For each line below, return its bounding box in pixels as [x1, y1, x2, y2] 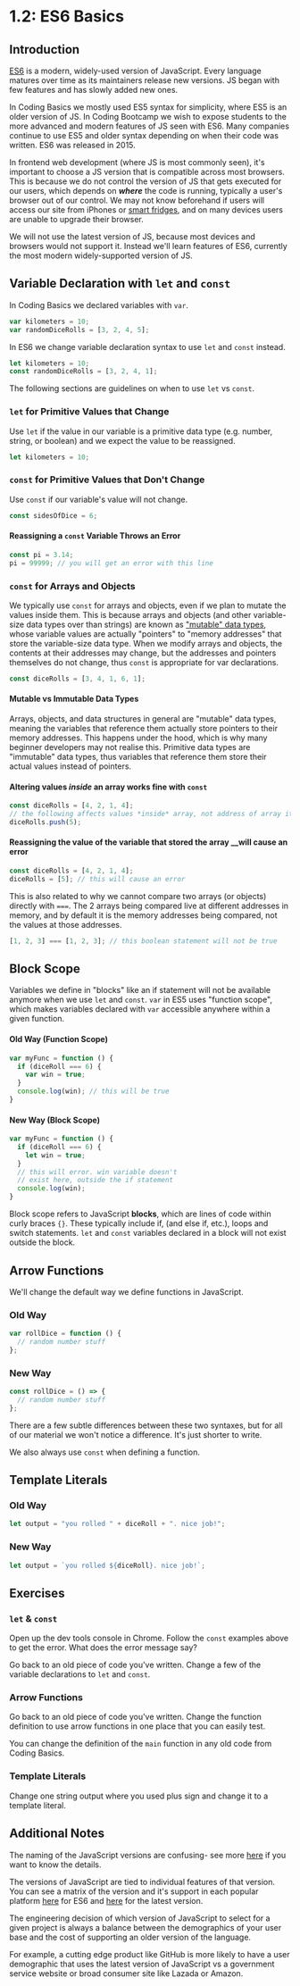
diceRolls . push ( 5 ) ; [9, 817, 82, 827]
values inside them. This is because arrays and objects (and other [9, 609, 252, 620]
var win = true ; [25, 1070, 87, 1080]
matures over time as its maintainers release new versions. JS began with [9, 75, 279, 86]
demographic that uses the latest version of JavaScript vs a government [9, 1958, 275, 1969]
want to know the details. [9, 1859, 102, 1870]
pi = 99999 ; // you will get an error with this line [9, 558, 214, 568]
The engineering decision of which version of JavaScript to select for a [9, 1913, 271, 1923]
